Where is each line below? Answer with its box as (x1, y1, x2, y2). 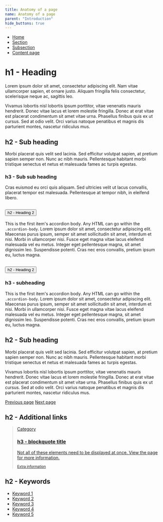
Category (17, 426, 36, 432)
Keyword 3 (12, 500, 34, 506)
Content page (12, 50, 40, 56)
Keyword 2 (12, 496, 34, 501)
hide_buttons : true (5, 21, 45, 26)
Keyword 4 (12, 506, 34, 512)
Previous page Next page (5, 399, 56, 405)
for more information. (17, 455, 60, 460)
